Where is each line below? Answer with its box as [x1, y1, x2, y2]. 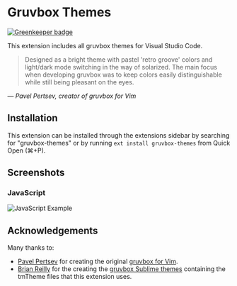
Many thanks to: [7, 243, 54, 252]
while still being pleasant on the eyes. [24, 77, 134, 86]
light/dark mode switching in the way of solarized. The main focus [24, 62, 218, 71]
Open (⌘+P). [7, 146, 46, 155]
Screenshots [7, 167, 65, 179]
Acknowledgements [7, 224, 98, 236]
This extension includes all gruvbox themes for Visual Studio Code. [7, 41, 203, 50]
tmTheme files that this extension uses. [17, 273, 132, 281]
